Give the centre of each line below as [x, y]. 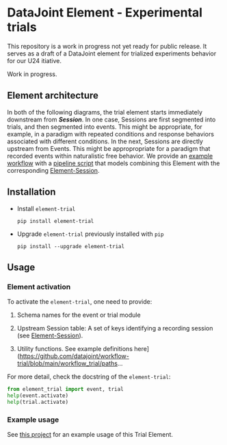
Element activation [39, 287]
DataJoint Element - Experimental [105, 13]
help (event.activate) [38, 396]
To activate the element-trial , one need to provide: [80, 302]
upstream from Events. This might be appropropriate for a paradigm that [109, 148]
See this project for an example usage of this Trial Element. [90, 435]
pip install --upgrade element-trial [71, 246]
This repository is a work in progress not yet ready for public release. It [107, 46]
